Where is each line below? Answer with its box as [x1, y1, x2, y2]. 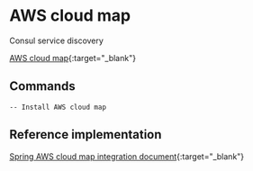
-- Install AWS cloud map [9, 103, 106, 112]
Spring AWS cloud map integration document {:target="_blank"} [9, 150, 245, 162]
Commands [9, 78, 77, 94]
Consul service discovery [9, 35, 104, 46]
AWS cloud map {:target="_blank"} [9, 52, 137, 63]
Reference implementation [9, 127, 162, 142]
